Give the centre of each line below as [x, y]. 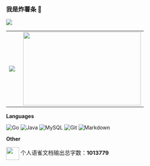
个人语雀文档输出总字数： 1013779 [65, 153]
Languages [20, 116]
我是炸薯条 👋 [24, 9]
